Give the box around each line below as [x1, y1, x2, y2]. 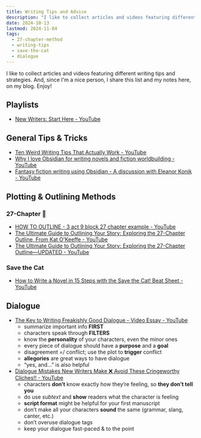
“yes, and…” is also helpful [23, 361, 90, 369]
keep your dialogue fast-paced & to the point [23, 425, 135, 433]
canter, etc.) [23, 412, 54, 419]
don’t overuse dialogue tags [23, 419, 93, 426]
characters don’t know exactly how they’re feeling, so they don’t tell [23, 381, 193, 388]
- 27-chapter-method [11, 36, 63, 42]
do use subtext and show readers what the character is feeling [23, 393, 179, 401]
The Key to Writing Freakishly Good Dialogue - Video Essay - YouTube [14, 317, 188, 324]
